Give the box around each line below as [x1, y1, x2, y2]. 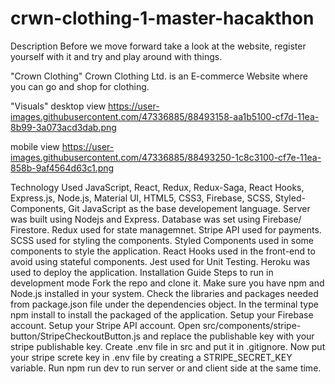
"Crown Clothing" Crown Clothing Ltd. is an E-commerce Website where [10, 70, 308, 82]
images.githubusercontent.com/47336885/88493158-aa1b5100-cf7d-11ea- [10, 110, 320, 122]
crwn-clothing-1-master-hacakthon [10, 7, 315, 30]
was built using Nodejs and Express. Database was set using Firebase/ [10, 213, 302, 225]
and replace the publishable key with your [142, 330, 315, 342]
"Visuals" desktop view [10, 100, 107, 112]
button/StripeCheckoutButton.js [10, 330, 141, 342]
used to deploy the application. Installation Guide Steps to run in [10, 266, 274, 278]
